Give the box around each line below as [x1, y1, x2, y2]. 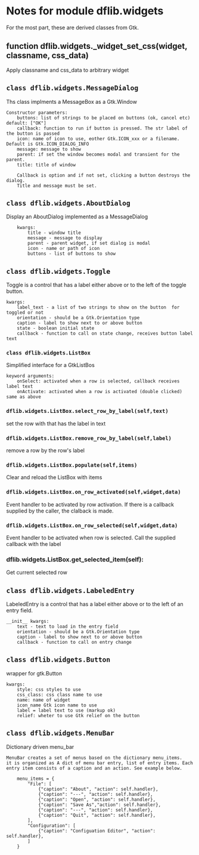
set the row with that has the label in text [6, 419, 106, 427]
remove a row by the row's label [6, 447, 85, 454]
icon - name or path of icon [27, 246, 100, 252]
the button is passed [6, 130, 60, 137]
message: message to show [17, 146, 82, 152]
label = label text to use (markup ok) [17, 707, 116, 714]
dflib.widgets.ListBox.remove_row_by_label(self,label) [6, 434, 172, 442]
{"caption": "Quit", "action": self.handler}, [38, 812, 156, 818]
